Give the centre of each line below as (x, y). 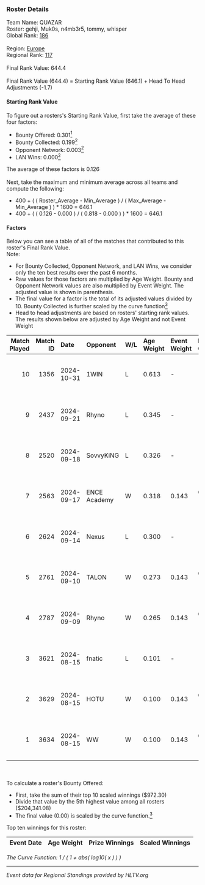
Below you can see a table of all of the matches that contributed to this (95, 241)
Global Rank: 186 (27, 36)
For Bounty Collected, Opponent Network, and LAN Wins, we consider (103, 266)
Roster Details (28, 9)
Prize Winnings (111, 843)
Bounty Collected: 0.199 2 (46, 142)
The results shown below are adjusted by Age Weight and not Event (100, 319)
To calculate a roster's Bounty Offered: (55, 783)
